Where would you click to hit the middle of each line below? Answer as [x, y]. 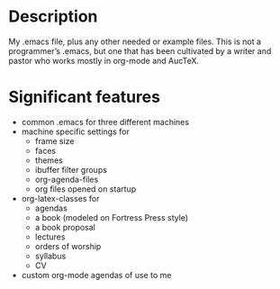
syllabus [50, 256]
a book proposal [65, 227]
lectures [50, 237]
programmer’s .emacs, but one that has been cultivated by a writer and [140, 50]
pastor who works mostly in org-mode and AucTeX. [104, 60]
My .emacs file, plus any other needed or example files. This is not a [135, 41]
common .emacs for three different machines [105, 122]
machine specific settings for [75, 131]
